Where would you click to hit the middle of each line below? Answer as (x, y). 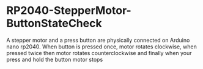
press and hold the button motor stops (55, 59)
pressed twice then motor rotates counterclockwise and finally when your (99, 53)
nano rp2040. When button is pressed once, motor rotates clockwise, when (102, 47)
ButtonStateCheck (54, 23)
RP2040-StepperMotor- (69, 11)
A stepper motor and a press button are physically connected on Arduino (98, 40)
